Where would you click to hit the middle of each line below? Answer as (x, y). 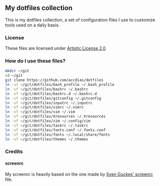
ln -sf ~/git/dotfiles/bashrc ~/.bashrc (47, 89)
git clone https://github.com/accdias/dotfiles (54, 80)
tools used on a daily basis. (32, 25)
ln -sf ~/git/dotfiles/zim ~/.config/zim (48, 121)
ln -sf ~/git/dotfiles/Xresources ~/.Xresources (55, 117)
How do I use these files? (35, 61)
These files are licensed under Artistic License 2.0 (55, 48)
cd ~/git (14, 76)
